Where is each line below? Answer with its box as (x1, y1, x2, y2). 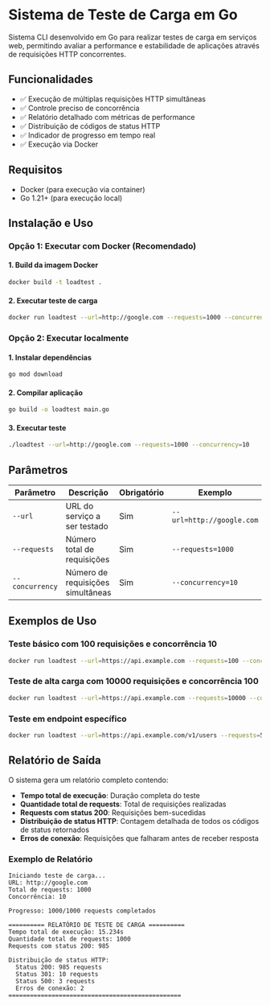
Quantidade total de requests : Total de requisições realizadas (19, 799, 227, 809)
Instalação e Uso (8, 216, 94, 230)
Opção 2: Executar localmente (8, 332, 129, 344)
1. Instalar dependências (8, 352, 92, 362)
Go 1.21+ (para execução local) (19, 193, 123, 203)
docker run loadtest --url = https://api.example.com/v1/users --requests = (8, 731, 261, 739)
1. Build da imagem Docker (8, 260, 99, 270)
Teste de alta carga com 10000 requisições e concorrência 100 (8, 676, 259, 687)
